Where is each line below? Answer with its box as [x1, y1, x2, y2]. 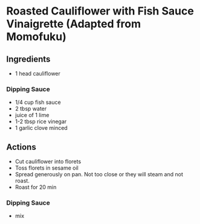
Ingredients [6, 54, 51, 64]
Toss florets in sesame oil [15, 164, 79, 171]
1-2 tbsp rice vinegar [15, 118, 67, 125]
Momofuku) [6, 30, 66, 43]
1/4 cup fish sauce [15, 98, 62, 106]
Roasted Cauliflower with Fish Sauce [6, 4, 195, 18]
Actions [6, 142, 36, 152]
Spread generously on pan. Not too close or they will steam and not [15, 171, 183, 178]
